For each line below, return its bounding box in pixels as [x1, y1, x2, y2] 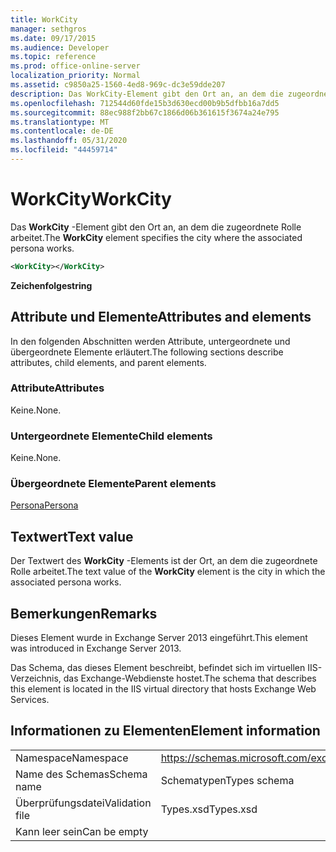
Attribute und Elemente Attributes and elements [10, 309, 312, 326]
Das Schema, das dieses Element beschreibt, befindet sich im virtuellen [10, 662, 306, 674]
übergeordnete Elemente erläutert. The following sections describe [10, 346, 284, 358]
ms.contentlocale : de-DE [10, 126, 114, 136]
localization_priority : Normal [10, 71, 141, 81]
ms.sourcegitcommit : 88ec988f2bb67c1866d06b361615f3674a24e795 [10, 107, 280, 118]
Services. [10, 694, 50, 706]
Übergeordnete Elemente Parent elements [10, 477, 217, 491]
